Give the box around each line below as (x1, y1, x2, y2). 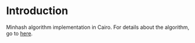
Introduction (6, 4, 69, 18)
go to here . (6, 29, 33, 37)
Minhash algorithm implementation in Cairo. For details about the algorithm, (6, 24, 190, 31)
